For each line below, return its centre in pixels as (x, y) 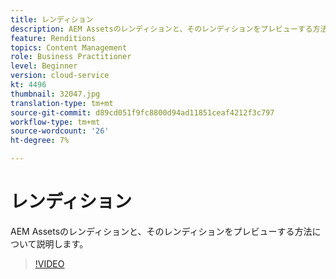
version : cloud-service (60, 76)
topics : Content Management (69, 47)
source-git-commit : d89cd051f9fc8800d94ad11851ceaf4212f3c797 (142, 112)
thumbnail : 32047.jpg (55, 94)
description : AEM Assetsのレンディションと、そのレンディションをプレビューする (161, 29)
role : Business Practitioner (71, 57)
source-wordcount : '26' (60, 131)
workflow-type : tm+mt (55, 122)
